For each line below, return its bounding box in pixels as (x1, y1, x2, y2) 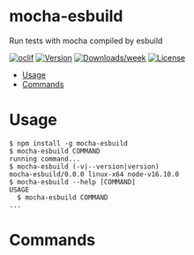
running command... (9, 154, 81, 163)
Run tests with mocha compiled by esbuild (9, 35, 163, 46)
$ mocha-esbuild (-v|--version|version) (9, 161, 160, 171)
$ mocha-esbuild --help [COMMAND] (9, 177, 137, 186)
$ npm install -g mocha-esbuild (9, 139, 128, 147)
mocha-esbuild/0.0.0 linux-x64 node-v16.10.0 (9, 169, 179, 178)
